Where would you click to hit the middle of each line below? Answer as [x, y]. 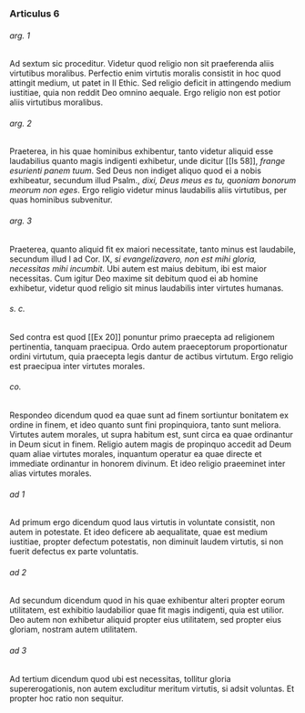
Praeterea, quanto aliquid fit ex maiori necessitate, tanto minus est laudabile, [152, 249]
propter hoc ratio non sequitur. [67, 698]
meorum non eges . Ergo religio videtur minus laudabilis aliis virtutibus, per [148, 191]
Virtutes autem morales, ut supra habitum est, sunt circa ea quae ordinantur [152, 434]
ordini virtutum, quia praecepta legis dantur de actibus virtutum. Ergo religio [152, 356]
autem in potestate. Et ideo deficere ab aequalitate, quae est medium [139, 532]
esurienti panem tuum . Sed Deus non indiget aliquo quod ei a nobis [136, 170]
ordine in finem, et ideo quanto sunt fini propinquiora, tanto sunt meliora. [145, 424]
